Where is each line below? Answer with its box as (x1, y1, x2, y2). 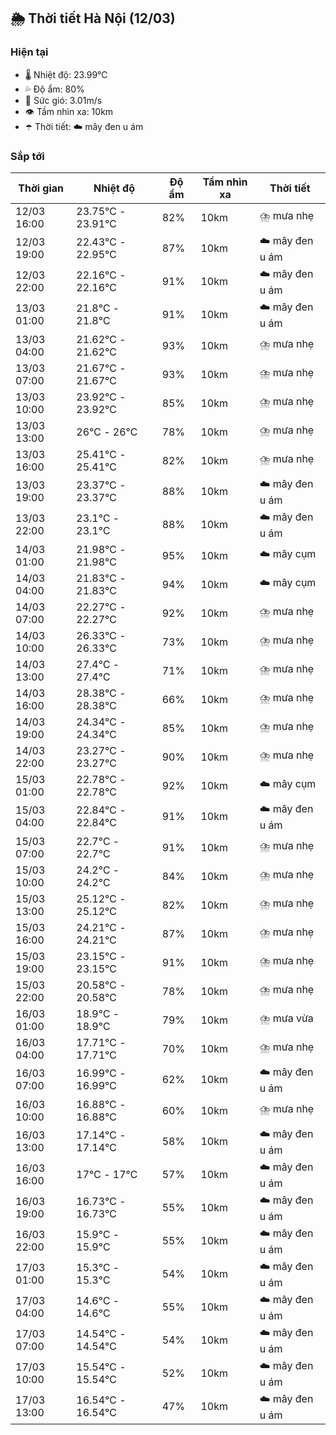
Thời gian (18, 181, 65, 195)
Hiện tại (10, 45, 49, 59)
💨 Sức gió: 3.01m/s (24, 94, 103, 106)
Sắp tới (10, 149, 45, 163)
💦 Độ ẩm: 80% (24, 83, 85, 95)
